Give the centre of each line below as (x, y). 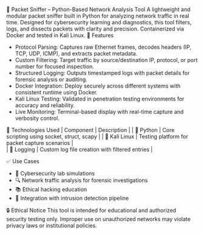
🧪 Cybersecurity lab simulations (55, 173)
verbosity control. (37, 118)
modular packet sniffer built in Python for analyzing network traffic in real (98, 16)
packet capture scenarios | (40, 143)
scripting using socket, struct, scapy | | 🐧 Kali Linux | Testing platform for (97, 136)
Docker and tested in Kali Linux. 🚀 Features (60, 35)
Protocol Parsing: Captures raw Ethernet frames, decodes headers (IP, (103, 47)
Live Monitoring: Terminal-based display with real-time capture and (99, 112)
